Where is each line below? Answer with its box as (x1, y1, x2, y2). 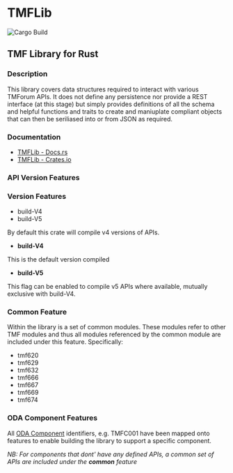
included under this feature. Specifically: (7, 338, 124, 346)
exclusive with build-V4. (7, 290, 76, 298)
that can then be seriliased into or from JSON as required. (7, 114, 172, 123)
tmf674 (17, 396, 38, 404)
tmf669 (17, 389, 39, 397)
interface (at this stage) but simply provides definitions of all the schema (7, 100, 215, 108)
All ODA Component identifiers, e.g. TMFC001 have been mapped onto (7, 429, 210, 437)
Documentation (7, 132, 61, 142)
